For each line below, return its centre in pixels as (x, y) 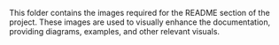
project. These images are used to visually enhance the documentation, (140, 22)
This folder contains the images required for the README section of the (139, 13)
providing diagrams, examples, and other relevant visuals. (114, 31)
